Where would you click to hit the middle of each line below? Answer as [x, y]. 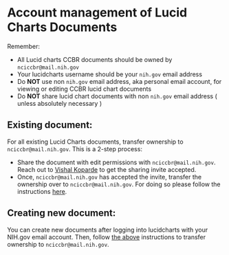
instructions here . [42, 191]
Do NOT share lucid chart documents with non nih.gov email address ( [117, 96]
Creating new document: [62, 213]
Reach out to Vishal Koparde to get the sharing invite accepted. [107, 169]
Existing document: [50, 125]
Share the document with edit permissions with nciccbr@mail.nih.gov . [116, 162]
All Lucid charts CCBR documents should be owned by [95, 59]
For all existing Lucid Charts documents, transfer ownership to [95, 142]
